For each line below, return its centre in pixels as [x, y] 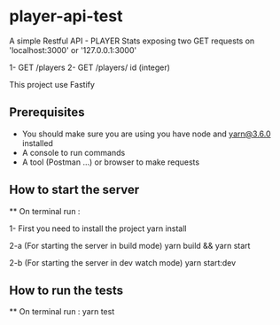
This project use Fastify [52, 84]
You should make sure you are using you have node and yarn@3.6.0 [147, 134]
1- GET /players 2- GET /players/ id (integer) [90, 67]
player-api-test [66, 16]
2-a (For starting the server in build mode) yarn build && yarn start [130, 245]
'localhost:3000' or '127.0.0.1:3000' [73, 50]
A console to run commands [74, 152]
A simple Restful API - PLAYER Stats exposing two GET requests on [132, 41]
